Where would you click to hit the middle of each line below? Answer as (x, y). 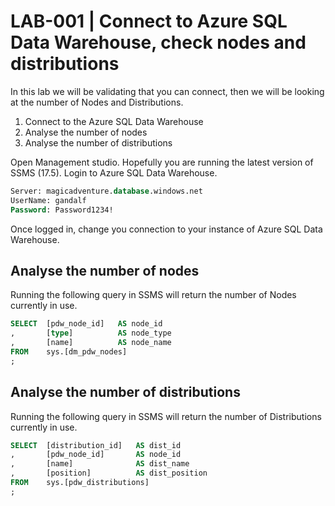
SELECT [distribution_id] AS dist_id (96, 445)
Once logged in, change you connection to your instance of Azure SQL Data (166, 229)
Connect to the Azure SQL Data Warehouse (114, 121)
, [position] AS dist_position (109, 473)
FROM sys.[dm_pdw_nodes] (69, 352)
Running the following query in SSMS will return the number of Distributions (166, 416)
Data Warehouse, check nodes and (158, 42)
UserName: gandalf (48, 200)
